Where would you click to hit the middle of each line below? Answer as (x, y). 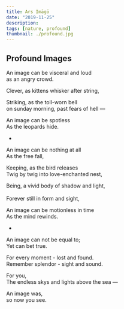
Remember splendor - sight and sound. (55, 263)
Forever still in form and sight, (43, 198)
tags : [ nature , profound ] (38, 28)
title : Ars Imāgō (28, 12)
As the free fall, (25, 156)
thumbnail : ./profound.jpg (40, 34)
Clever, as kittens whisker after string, (53, 90)
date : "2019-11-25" (31, 17)
